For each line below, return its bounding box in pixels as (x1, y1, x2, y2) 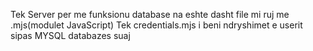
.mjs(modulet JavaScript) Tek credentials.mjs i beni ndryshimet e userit (10, 19, 303, 31)
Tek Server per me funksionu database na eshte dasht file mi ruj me (10, 9, 290, 20)
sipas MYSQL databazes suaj (10, 30, 131, 41)
